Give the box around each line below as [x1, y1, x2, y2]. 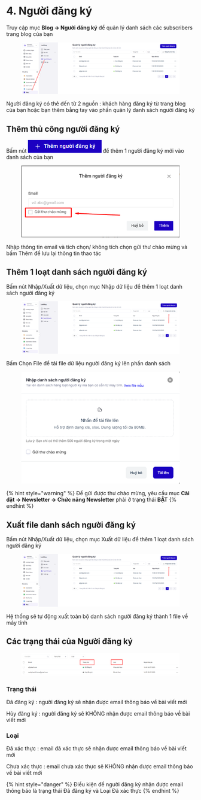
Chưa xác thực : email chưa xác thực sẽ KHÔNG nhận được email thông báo [6, 763, 193, 770]
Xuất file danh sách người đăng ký [6, 520, 136, 530]
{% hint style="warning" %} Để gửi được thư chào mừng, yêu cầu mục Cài [6, 490, 190, 497]
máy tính [6, 619, 28, 626]
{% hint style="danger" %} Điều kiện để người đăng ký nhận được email [6, 781, 184, 788]
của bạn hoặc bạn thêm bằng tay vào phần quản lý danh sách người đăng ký [6, 107, 195, 114]
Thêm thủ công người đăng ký [6, 124, 120, 134]
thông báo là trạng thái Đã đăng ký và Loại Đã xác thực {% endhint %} [6, 787, 179, 795]
